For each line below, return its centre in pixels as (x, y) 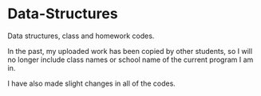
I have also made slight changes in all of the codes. (92, 83)
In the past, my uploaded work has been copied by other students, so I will (130, 51)
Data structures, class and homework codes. (81, 36)
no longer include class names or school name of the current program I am (130, 60)
